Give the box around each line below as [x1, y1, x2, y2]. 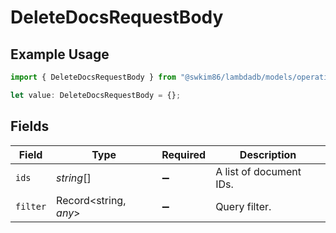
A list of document [215, 164, 302, 178]
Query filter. [215, 199, 272, 213]
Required [161, 147, 207, 161]
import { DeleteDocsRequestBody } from [10, 72, 177, 82]
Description [239, 147, 297, 161]
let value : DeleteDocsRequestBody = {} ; [10, 90, 182, 100]
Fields [10, 118, 50, 135]
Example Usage [10, 46, 110, 63]
